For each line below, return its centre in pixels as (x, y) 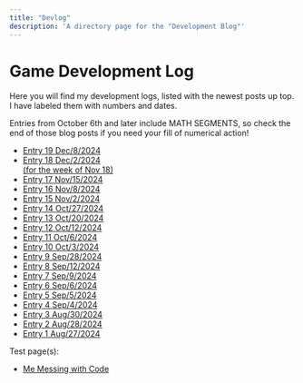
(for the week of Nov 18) (68, 170)
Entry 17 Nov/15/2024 (63, 180)
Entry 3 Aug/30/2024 (62, 315)
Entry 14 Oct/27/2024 (63, 209)
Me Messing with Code (66, 369)
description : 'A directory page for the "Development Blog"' (127, 26)
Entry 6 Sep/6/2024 (60, 286)
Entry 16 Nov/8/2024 (61, 189)
